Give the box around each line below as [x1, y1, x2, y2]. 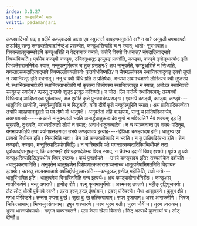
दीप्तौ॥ [6, 214, 19, 221]
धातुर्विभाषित [6, 174, 28, 181]
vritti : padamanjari [6, 19, 57, 25]
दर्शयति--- [171, 154, 191, 161]
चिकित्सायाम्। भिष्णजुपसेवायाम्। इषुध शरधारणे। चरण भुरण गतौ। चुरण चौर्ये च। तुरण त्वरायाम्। [6, 201, 182, 208]
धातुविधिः [6, 102, 22, 109]
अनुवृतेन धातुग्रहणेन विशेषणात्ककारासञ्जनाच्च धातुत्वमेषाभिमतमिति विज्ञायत [40, 161, 176, 168]
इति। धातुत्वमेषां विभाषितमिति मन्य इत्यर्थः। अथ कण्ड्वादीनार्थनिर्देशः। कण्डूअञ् [29, 174, 171, 181]
